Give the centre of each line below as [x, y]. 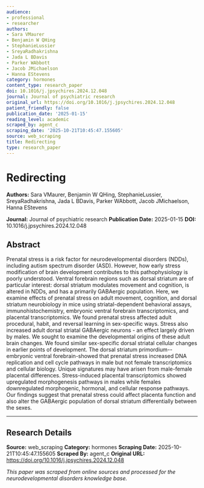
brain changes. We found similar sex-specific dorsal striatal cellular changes [102, 343]
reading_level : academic [38, 119]
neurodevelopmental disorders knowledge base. [67, 478]
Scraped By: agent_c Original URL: [101, 454]
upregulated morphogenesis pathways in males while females [83, 382]
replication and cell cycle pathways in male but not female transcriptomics [99, 363]
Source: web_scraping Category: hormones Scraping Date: [82, 447]
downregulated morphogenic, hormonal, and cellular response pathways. [98, 388]
